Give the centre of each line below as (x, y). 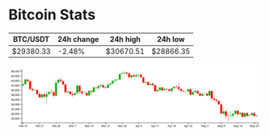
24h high (125, 39)
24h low (171, 39)
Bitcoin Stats (52, 15)
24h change (78, 39)
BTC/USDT (32, 39)
